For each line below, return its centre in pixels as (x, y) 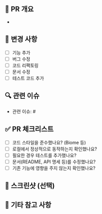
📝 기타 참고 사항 (28, 205)
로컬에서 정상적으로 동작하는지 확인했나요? (55, 149)
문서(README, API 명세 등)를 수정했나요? (54, 162)
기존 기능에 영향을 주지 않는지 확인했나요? (54, 168)
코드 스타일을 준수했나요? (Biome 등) (49, 142)
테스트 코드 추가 (28, 78)
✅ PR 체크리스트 (29, 129)
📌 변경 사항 (21, 39)
